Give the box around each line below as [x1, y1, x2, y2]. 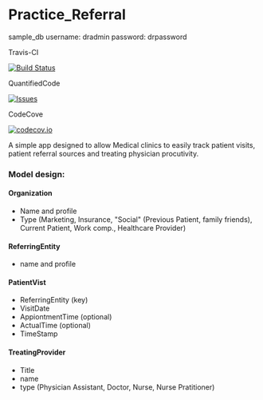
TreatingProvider [8, 347, 66, 357]
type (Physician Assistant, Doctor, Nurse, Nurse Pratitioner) [19, 382, 215, 392]
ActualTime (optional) [19, 321, 92, 331]
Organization [8, 188, 53, 198]
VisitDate [19, 303, 50, 313]
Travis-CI [8, 47, 39, 57]
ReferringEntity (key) [19, 295, 88, 305]
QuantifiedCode [8, 78, 61, 88]
